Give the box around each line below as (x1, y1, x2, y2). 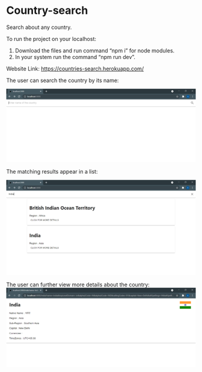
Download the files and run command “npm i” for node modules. (14, 46, 175, 54)
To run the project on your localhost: (6, 35, 96, 42)
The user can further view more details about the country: (6, 281, 150, 288)
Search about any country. (6, 24, 72, 31)
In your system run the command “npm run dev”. (14, 53, 136, 60)
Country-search (6, 4, 88, 17)
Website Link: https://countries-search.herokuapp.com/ (6, 65, 144, 72)
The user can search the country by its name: (6, 77, 119, 84)
